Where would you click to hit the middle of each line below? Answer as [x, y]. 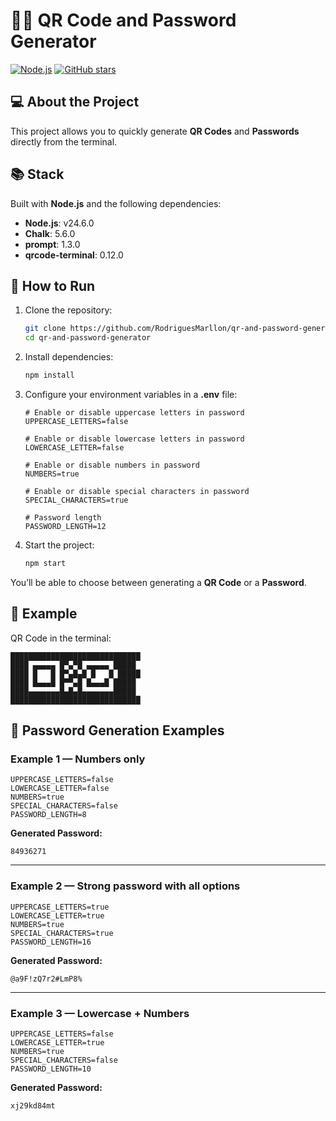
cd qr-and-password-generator [88, 338]
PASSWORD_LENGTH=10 [51, 1069]
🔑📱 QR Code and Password [123, 20]
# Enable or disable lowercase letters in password [134, 439]
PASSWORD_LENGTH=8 [48, 815]
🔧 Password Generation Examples [117, 730]
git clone [45, 329]
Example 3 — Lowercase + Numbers [100, 1013]
